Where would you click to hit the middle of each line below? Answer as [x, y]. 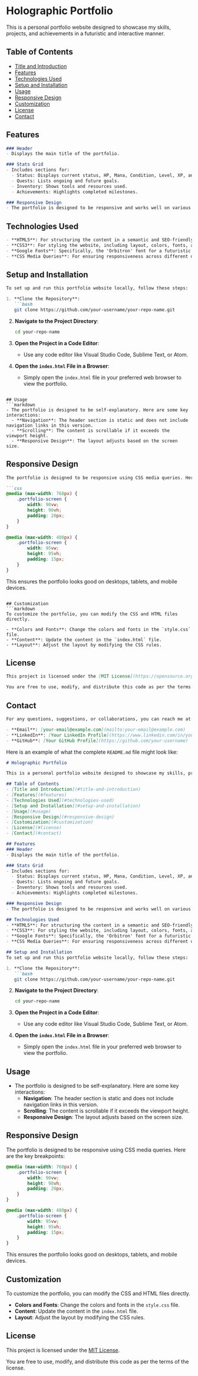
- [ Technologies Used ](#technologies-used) [60, 800]
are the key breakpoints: [35, 1156]
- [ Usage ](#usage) [29, 811]
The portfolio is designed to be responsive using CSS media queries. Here [96, 1150]
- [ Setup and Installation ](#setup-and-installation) [74, 806]
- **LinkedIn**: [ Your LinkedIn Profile [57, 735]
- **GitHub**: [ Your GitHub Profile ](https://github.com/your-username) [97, 741]
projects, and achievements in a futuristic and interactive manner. [85, 33]
